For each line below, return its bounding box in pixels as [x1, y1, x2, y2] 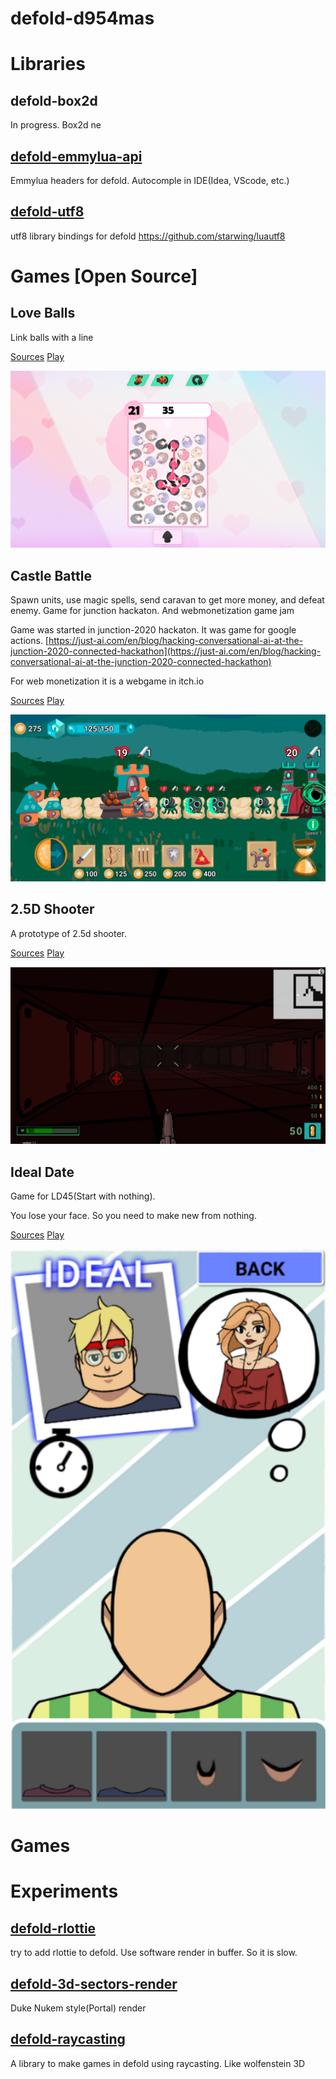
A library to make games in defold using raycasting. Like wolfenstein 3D [10, 2057, 306, 2069]
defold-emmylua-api [10, 148, 143, 165]
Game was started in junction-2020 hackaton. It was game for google [10, 624, 297, 636]
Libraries [10, 53, 86, 76]
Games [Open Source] [10, 265, 198, 287]
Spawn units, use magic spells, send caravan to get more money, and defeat [10, 594, 325, 606]
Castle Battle [10, 567, 92, 584]
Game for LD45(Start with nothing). [10, 1190, 156, 1202]
